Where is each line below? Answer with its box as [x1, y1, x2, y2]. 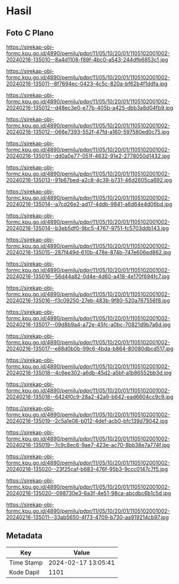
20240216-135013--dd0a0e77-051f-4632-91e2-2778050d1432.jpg [6, 152, 170, 159]
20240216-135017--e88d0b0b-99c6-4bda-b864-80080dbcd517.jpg [6, 345, 174, 352]
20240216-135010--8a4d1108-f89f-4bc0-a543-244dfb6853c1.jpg [6, 56, 168, 63]
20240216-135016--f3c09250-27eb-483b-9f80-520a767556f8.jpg [6, 297, 170, 304]
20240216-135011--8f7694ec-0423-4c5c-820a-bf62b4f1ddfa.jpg [6, 80, 168, 87]
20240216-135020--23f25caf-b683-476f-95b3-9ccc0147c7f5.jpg [6, 465, 168, 473]
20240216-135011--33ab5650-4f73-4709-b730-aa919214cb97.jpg [6, 514, 169, 521]
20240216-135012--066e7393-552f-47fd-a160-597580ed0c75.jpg [6, 129, 170, 135]
